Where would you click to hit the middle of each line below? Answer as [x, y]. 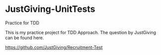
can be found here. [25, 38]
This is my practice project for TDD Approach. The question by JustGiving [81, 32]
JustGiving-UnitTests [50, 9]
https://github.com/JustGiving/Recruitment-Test [54, 47]
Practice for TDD [22, 23]
